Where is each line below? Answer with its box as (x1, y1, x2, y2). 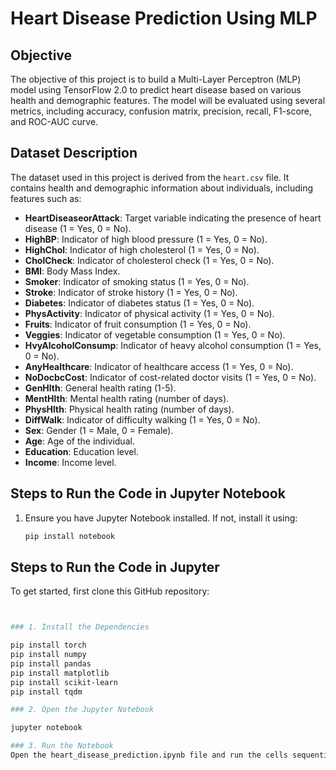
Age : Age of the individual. (24, 435, 135, 447)
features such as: (10, 192, 82, 204)
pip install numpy (10, 650, 87, 660)
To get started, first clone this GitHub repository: (10, 585, 210, 597)
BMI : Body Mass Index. (24, 265, 121, 277)
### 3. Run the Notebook (10, 741, 114, 751)
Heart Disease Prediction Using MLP (10, 7, 318, 30)
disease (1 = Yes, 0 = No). (24, 222, 132, 234)
